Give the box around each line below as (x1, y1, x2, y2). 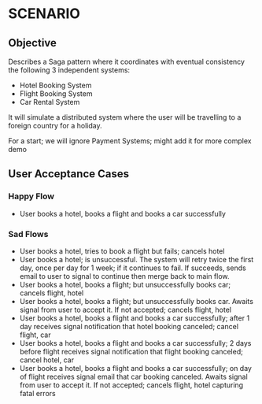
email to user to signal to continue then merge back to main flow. (19, 271, 230, 280)
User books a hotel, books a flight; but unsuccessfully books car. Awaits (19, 296, 254, 306)
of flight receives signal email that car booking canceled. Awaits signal (19, 372, 248, 381)
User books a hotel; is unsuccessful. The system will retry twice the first (19, 254, 254, 264)
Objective (8, 36, 57, 50)
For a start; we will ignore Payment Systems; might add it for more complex (8, 136, 252, 146)
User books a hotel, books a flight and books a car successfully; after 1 (19, 313, 250, 323)
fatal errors (19, 388, 57, 398)
